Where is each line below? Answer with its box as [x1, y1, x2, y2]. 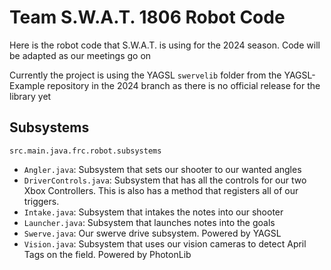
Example [9, 79, 46, 91]
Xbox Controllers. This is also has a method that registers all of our [23, 184, 299, 196]
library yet [9, 90, 52, 102]
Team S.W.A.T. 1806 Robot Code [9, 6, 286, 29]
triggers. [23, 195, 60, 207]
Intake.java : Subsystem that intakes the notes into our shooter [23, 206, 284, 218]
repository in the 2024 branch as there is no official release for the [47, 79, 321, 91]
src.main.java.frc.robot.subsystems [9, 146, 162, 156]
